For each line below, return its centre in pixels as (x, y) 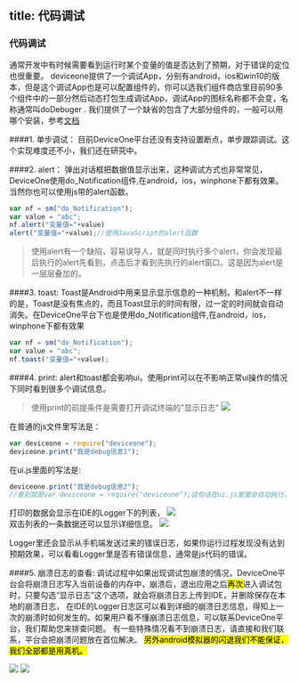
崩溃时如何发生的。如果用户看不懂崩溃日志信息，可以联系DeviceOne (150, 618)
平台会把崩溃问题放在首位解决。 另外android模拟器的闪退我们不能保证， (157, 640)
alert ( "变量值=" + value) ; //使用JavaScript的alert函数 (104, 233)
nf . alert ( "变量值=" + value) (57, 225)
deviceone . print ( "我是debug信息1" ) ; (74, 451)
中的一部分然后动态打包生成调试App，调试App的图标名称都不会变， (157, 98)
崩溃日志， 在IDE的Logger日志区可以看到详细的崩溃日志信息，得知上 (150, 606)
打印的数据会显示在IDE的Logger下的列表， (87, 513)
